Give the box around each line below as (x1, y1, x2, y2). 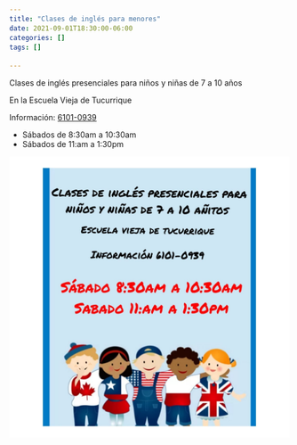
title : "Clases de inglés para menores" (9, 14, 162, 23)
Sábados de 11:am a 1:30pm (21, 139, 124, 150)
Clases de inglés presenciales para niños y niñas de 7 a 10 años (9, 78, 243, 88)
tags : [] (9, 43, 42, 52)
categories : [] (9, 33, 66, 42)
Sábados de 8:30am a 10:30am (21, 129, 137, 140)
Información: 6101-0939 (9, 112, 98, 123)
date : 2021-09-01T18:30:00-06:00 (9, 23, 133, 33)
